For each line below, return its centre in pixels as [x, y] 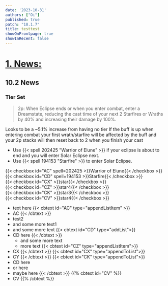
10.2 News [22, 83]
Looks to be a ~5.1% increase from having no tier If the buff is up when [79, 129]
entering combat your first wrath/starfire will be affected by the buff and [81, 135]
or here [20, 268]
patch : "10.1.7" [22, 24]
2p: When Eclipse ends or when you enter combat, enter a [79, 108]
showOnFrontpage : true [29, 34]
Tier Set [15, 97]
